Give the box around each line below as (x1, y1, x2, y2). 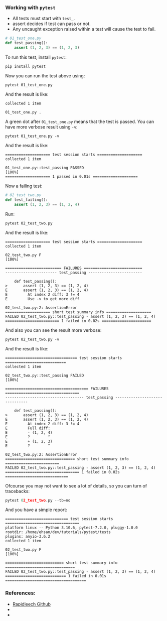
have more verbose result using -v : (5, 123, 78, 130)
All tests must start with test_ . (12, 16, 75, 22)
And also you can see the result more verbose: (5, 327, 102, 333)
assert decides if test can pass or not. (12, 21, 91, 27)
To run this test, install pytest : (5, 54, 67, 60)
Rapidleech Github (12, 601, 51, 607)
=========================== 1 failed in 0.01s (5, 574, 107, 579)
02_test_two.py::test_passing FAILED (5, 373, 84, 378)
